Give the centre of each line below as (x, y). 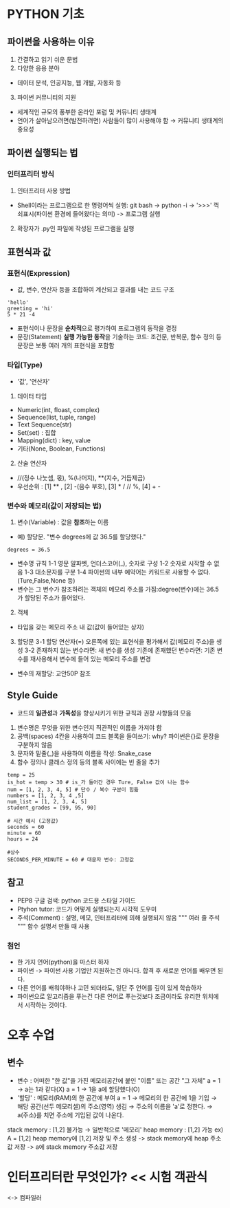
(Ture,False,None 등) (46, 580)
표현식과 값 (29, 252)
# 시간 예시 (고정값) (33, 821)
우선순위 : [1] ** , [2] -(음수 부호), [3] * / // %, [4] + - (89, 486)
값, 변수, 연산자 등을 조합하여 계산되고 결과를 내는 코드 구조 (96, 290)
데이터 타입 (32, 396)
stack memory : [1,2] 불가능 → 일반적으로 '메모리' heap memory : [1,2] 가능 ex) (115, 1130)
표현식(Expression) (39, 273)
